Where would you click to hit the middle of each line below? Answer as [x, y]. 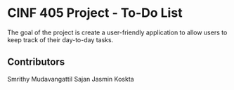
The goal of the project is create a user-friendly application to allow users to [117, 32]
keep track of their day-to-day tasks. [60, 39]
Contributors [36, 62]
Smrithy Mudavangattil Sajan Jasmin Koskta [71, 79]
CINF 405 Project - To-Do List [95, 13]
